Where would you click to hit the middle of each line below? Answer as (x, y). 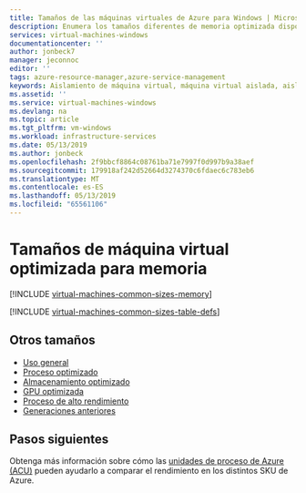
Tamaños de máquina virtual (119, 249)
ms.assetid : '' (38, 94)
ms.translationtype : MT (55, 179)
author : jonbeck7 (42, 52)
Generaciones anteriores (69, 410)
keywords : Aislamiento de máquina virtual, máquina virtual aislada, (144, 86)
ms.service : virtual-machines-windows (83, 103)
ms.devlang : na (38, 111)
